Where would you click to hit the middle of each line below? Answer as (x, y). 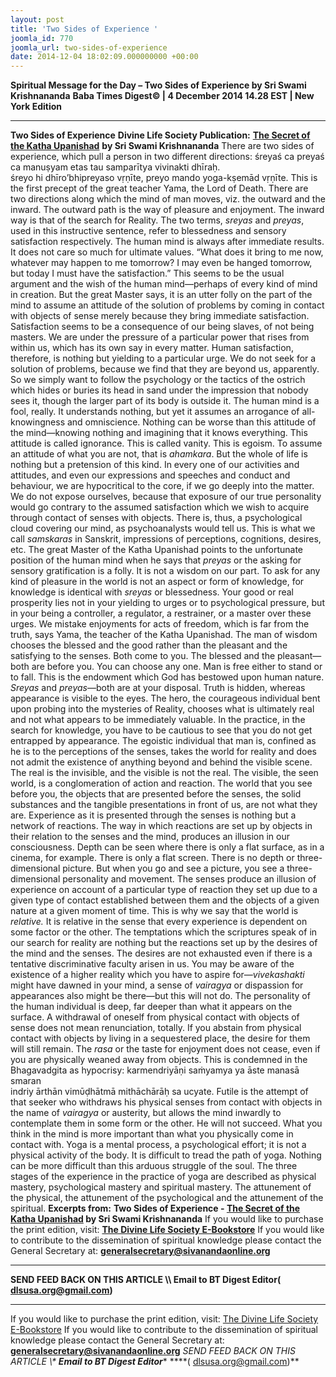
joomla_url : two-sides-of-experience (89, 47)
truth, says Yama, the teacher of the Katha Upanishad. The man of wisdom (164, 635)
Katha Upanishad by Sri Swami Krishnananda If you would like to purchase (167, 1219)
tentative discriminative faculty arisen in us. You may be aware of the (152, 964)
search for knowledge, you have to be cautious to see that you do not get (161, 730)
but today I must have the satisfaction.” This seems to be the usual (147, 273)
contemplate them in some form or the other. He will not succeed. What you (166, 1123)
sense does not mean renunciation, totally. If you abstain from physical (156, 1028)
